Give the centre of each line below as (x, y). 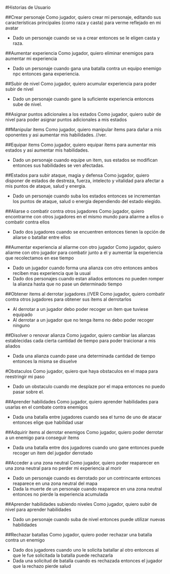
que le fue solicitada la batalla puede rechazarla (63, 555)
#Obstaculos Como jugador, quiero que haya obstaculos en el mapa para (82, 371)
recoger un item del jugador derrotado (53, 453)
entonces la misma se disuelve (45, 361)
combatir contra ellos (27, 222)
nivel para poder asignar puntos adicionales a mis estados (66, 120)
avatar (12, 28)
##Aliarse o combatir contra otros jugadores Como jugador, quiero (75, 211)
